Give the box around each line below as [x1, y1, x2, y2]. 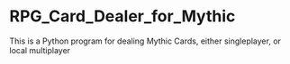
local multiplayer [9, 44, 70, 55]
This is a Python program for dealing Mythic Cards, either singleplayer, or [9, 36, 282, 46]
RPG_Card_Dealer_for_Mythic [9, 6, 236, 27]
